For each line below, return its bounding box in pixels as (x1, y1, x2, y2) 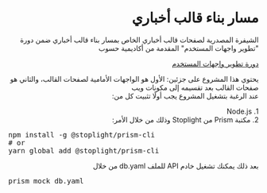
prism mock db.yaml (8, 176, 84, 185)
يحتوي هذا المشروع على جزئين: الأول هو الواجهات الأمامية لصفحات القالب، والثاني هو (10, 74, 259, 83)
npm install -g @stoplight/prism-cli (8, 130, 156, 139)
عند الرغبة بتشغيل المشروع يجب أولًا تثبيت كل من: (111, 91, 259, 100)
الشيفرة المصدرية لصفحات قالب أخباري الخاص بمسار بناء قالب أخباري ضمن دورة (19, 35, 259, 44)
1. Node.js (226, 106, 259, 116)
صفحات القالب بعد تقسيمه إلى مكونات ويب (131, 83, 259, 92)
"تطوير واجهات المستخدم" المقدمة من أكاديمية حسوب (98, 43, 259, 52)
